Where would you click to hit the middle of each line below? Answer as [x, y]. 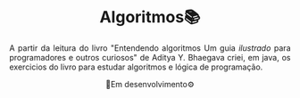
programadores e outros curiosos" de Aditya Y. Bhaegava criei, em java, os [150, 57]
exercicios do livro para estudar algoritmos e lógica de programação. [136, 67]
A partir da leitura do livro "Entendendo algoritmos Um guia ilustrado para [150, 48]
